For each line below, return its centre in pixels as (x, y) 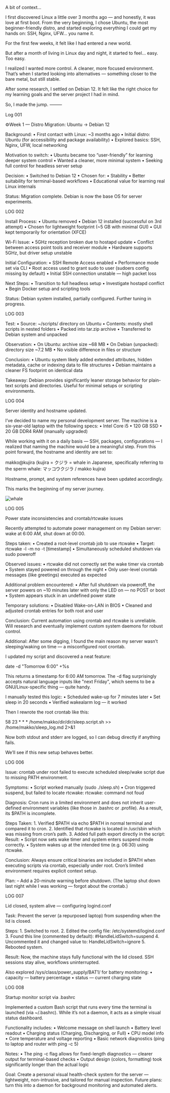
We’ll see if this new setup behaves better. (49, 752)
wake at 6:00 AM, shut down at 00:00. (45, 534)
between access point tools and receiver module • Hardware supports (79, 247)
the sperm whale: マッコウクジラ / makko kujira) (56, 469)
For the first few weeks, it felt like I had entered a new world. (69, 43)
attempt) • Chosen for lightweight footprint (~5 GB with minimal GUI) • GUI (83, 227)
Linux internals (21, 186)
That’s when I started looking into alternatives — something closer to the (81, 74)
